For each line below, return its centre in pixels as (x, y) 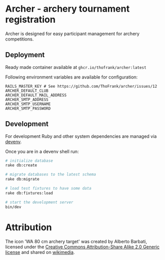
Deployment (25, 55)
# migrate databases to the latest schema (51, 175)
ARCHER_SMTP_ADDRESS (27, 99)
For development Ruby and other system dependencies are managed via (81, 136)
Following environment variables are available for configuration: (72, 77)
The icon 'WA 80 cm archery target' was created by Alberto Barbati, (76, 241)
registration (30, 20)
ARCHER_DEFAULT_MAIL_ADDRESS (36, 95)
